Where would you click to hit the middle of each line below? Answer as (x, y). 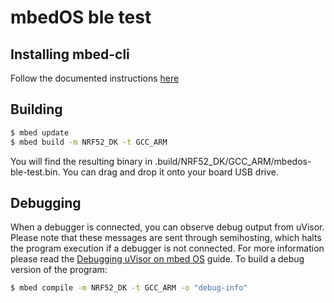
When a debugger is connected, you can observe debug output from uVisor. (167, 227)
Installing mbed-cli (70, 54)
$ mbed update (40, 132)
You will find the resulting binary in (81, 161)
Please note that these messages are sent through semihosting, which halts (166, 238)
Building (36, 109)
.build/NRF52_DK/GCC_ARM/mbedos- (233, 161)
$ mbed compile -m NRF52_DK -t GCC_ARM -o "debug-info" (129, 288)
